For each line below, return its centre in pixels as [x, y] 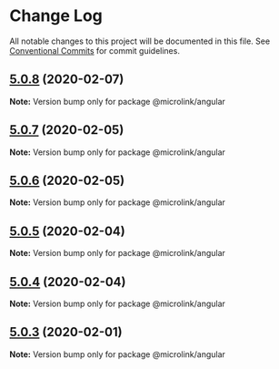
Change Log [56, 16]
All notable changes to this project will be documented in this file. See [140, 41]
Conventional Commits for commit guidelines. [95, 50]
